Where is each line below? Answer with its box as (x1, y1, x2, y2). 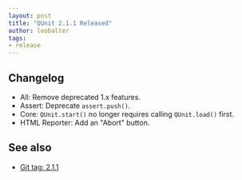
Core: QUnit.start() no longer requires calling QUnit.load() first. (19, 109, 234, 118)
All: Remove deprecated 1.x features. (19, 92, 141, 102)
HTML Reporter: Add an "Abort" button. (19, 118, 150, 127)
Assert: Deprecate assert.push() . (19, 101, 131, 110)
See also (8, 141, 52, 154)
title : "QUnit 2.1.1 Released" (8, 19, 113, 27)
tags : (8, 34, 26, 42)
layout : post (8, 11, 52, 20)
